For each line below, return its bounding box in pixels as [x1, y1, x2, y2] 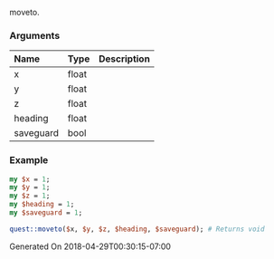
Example [9, 154, 49, 167]
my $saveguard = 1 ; [9, 208, 83, 217]
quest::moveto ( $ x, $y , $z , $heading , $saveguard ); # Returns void [9, 225, 265, 234]
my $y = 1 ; [9, 183, 51, 192]
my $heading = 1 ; [9, 200, 75, 209]
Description [98, 53, 151, 65]
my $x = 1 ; [9, 175, 51, 184]
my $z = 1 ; [9, 191, 51, 201]
